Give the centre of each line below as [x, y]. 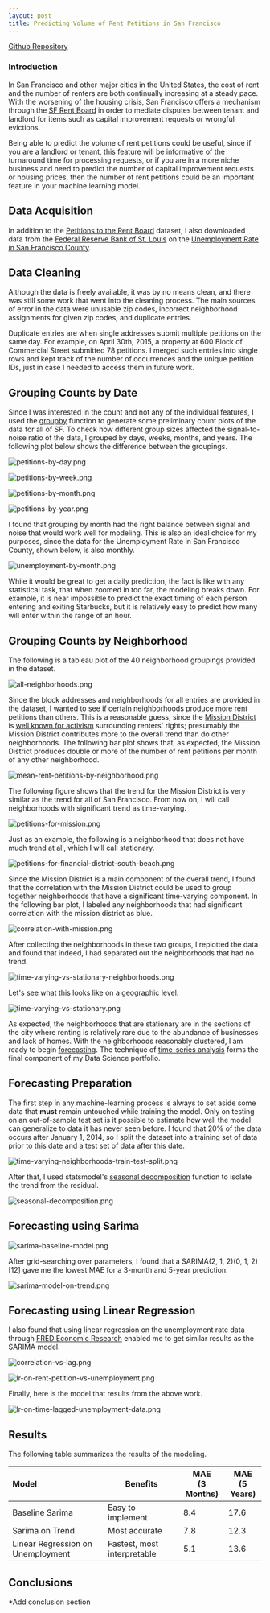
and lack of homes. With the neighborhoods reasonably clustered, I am [126, 1041]
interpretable [132, 1554]
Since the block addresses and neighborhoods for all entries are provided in [134, 700]
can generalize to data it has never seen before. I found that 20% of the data [135, 1128]
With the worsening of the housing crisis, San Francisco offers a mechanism [135, 101]
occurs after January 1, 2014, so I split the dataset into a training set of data [133, 1137]
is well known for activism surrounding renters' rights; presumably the [124, 726]
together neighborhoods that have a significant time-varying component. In [133, 896]
